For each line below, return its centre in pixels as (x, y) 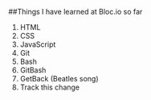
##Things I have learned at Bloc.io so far (75, 12)
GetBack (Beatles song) (59, 79)
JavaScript (38, 44)
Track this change (50, 87)
